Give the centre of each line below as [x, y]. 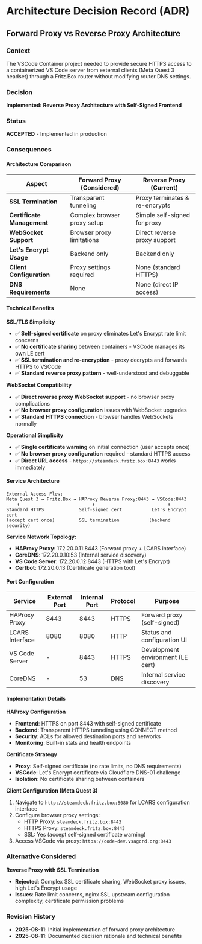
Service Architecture [33, 481]
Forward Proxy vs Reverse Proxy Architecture [93, 33]
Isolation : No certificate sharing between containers [80, 779]
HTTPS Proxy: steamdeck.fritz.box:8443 [74, 828]
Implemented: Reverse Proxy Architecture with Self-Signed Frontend [94, 105]
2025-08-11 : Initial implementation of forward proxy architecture [95, 930]
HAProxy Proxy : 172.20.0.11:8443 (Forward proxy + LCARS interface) [100, 548]
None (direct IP [157, 284]
